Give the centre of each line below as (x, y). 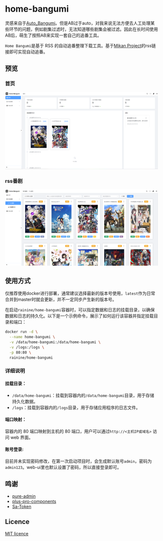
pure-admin (24, 496)
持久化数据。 (25, 401)
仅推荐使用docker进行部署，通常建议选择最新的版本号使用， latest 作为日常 (80, 293)
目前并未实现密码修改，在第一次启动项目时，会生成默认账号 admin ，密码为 (78, 461)
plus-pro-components (34, 501)
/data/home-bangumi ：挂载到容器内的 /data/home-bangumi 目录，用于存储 (83, 395)
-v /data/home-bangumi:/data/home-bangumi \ (55, 342)
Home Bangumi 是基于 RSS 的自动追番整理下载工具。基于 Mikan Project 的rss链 (81, 45)
